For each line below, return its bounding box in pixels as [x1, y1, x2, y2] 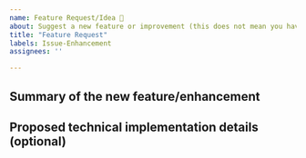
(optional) [9, 133, 66, 149]
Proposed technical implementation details [9, 119, 259, 134]
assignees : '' [9, 47, 64, 56]
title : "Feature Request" [9, 30, 107, 39]
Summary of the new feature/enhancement [9, 88, 260, 104]
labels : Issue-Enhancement [9, 38, 112, 48]
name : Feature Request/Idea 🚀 [9, 13, 125, 23]
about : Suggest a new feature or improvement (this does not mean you [9, 22, 283, 31]
